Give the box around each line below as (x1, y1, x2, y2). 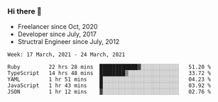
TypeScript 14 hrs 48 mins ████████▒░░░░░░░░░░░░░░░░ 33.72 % (7, 70, 212, 77)
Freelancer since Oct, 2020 (17, 23, 98, 31)
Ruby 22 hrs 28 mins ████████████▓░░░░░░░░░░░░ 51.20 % (7, 64, 212, 71)
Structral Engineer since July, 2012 (17, 38, 120, 46)
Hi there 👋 (7, 6, 43, 16)
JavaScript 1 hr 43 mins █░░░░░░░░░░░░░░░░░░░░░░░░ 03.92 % (7, 82, 212, 89)
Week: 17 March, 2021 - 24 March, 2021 (7, 51, 126, 59)
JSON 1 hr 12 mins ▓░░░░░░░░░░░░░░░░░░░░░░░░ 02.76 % (7, 89, 212, 96)
